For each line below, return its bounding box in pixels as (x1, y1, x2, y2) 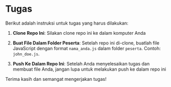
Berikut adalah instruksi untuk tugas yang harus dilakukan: (5, 20, 129, 26)
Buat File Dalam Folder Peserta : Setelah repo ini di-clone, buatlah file (12, 39, 160, 46)
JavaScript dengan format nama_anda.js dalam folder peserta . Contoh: (12, 45, 161, 51)
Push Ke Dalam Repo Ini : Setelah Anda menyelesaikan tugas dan (12, 60, 150, 67)
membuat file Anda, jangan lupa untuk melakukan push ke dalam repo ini (12, 66, 166, 72)
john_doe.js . (12, 51, 40, 57)
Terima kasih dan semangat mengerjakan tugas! (5, 76, 106, 82)
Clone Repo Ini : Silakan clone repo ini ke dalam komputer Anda (12, 30, 146, 36)
